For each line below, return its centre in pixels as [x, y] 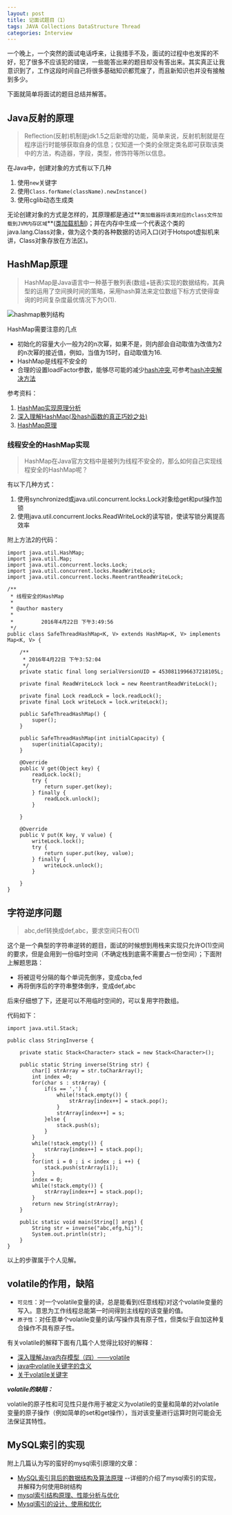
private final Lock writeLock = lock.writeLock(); [94, 702]
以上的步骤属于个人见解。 [43, 1260]
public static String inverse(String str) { [85, 1065]
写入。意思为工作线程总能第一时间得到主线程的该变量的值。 [102, 1310]
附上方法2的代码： [33, 540]
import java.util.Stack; [43, 1028]
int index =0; [52, 1076]
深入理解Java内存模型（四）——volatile [73, 1357]
